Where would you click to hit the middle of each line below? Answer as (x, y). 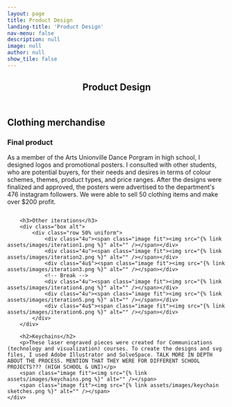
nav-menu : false (31, 33)
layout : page (26, 14)
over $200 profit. (32, 202)
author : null (26, 53)
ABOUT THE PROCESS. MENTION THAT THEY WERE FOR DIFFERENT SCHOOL (103, 361)
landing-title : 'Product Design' (56, 26)
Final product (30, 142)
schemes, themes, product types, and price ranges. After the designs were (115, 180)
